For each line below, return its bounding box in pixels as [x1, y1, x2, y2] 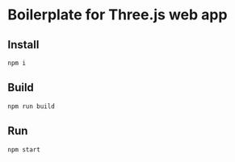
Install [7, 38, 40, 52]
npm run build [7, 102, 56, 110]
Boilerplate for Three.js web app [7, 6, 228, 24]
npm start [7, 145, 41, 154]
